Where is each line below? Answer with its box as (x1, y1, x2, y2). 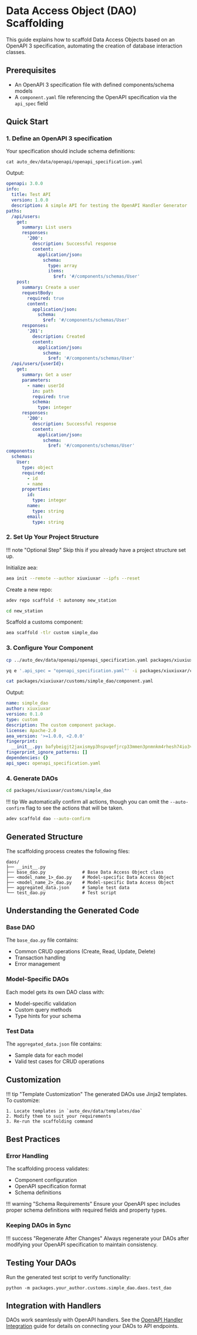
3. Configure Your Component (6, 644, 94, 652)
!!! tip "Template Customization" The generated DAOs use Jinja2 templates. (6, 1090, 188, 1097)
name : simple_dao (6, 700, 49, 706)
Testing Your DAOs (6, 1258, 76, 1268)
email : (27, 514, 43, 520)
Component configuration (14, 1176, 77, 1184)
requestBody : (21, 289, 54, 296)
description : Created (32, 333, 85, 339)
